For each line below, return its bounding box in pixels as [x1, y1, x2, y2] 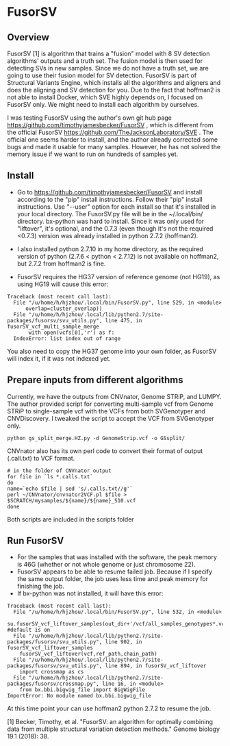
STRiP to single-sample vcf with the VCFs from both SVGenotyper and [7, 407, 205, 415]
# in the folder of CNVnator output [7, 467, 112, 474]
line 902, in [105, 639, 142, 645]
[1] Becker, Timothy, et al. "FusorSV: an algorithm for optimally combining [7, 718, 214, 726]
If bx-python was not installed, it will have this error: [16, 589, 164, 597]
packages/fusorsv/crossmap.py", [7, 680, 99, 688]
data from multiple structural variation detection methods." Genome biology [7, 725, 220, 733]
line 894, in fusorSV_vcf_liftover [105, 663, 207, 669]
